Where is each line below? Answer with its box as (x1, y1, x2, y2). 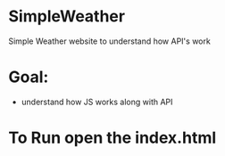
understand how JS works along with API (21, 96, 173, 107)
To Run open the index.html (8, 127, 217, 148)
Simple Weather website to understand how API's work (8, 36, 211, 46)
